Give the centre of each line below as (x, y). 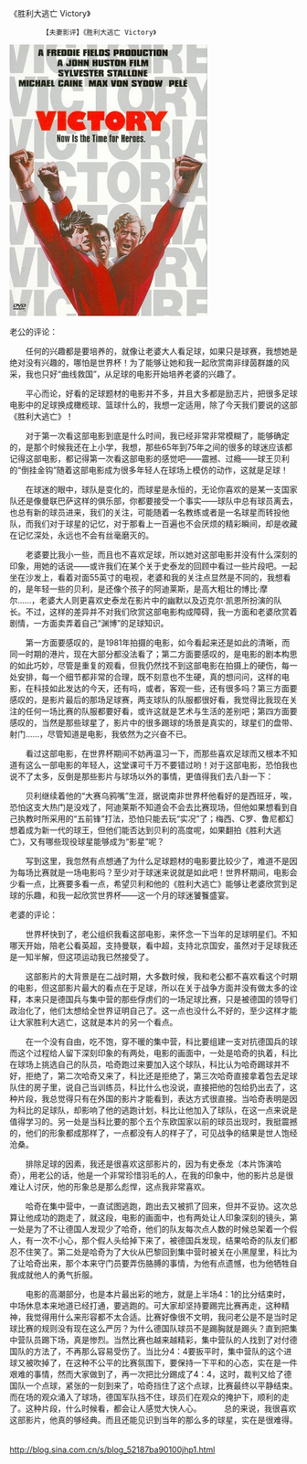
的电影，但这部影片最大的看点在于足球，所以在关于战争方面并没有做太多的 (149, 988)
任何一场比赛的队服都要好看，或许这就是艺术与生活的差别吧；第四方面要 (161, 711)
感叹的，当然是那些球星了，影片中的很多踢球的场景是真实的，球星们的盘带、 (153, 722)
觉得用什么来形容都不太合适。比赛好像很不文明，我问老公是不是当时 (161, 1317)
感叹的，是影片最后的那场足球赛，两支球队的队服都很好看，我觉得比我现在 (149, 700)
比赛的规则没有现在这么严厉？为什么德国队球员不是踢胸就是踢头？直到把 (153, 1328)
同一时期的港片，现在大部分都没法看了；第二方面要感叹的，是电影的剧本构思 (153, 654)
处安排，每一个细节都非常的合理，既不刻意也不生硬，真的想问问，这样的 (145, 677)
